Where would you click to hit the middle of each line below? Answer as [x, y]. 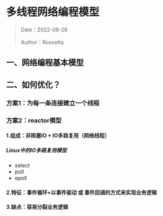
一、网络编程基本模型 [45, 63]
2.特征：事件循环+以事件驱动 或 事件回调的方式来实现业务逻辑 [81, 192]
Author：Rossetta [42, 42]
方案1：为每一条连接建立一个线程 [53, 103]
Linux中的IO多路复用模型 [37, 150]
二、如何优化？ [33, 84]
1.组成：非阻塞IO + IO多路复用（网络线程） [58, 136]
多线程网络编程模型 [53, 12]
